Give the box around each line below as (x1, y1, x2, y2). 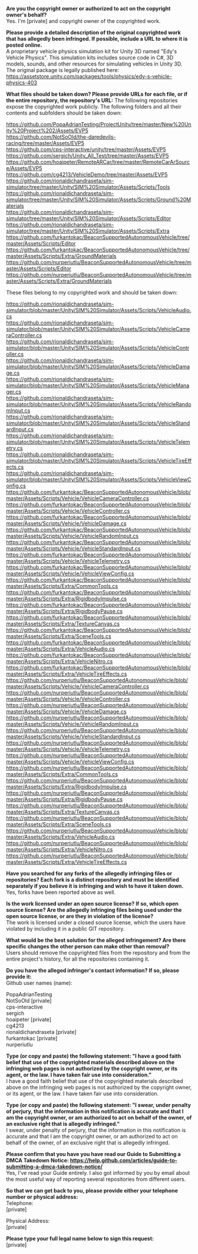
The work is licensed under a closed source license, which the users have (6, 919, 186, 926)
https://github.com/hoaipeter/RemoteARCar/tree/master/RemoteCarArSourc (6, 159, 190, 165)
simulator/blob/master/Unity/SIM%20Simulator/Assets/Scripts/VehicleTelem (6, 438, 190, 445)
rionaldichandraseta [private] (6, 1029, 77, 1035)
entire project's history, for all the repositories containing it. (6, 955, 150, 962)
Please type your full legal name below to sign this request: (6, 1235, 154, 1242)
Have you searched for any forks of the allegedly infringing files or (6, 870, 173, 877)
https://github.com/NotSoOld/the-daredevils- (6, 133, 116, 140)
